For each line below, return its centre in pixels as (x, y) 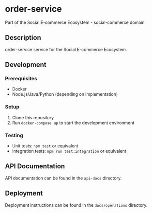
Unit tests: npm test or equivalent (45, 146)
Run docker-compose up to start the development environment (73, 123)
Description (23, 38)
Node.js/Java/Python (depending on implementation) (65, 94)
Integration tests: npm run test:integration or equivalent (69, 151)
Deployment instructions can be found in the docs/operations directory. (76, 205)
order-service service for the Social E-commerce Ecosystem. (66, 49)
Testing (14, 135)
